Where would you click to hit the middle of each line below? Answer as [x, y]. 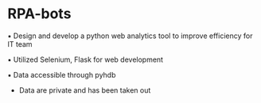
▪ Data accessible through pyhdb [62, 74]
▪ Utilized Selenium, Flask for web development [86, 59]
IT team [20, 44]
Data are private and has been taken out [85, 90]
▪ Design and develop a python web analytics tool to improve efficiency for [130, 36]
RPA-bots [39, 14]
